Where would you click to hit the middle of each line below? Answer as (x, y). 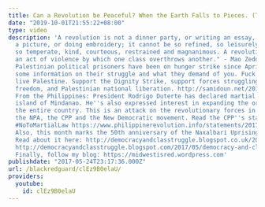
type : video (28, 30)
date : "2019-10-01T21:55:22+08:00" (67, 23)
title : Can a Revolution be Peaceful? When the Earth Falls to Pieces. (128, 15)
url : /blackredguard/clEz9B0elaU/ (65, 169)
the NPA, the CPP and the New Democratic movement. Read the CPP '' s (130, 118)
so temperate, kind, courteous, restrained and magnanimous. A (121, 52)
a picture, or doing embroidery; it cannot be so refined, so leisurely (137, 45)
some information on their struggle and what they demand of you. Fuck (136, 74)
